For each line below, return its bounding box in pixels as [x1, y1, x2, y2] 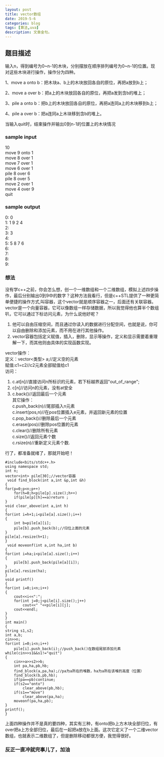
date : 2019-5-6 [5, 16, 36, 21]
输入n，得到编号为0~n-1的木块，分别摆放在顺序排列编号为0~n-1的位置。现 [5, 63, 155, 69]
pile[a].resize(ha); [5, 568, 47, 573]
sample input [5, 133, 37, 140]
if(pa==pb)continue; [14, 677, 56, 682]
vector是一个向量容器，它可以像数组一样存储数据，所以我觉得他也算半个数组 [5, 305, 159, 311]
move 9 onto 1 [5, 150, 33, 156]
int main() [5, 620, 27, 625]
